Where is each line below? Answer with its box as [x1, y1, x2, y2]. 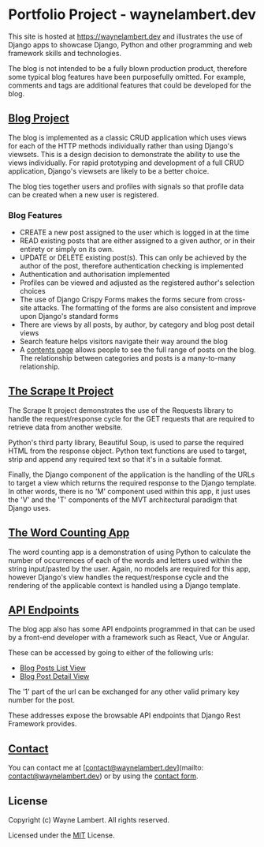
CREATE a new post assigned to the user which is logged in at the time [19, 227, 250, 238]
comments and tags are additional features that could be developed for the [8, 81, 251, 90]
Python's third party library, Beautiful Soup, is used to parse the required [8, 437, 244, 447]
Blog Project [8, 112, 69, 126]
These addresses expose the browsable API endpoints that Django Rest [8, 710, 241, 720]
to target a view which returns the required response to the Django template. [8, 478, 257, 487]
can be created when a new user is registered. [8, 189, 159, 199]
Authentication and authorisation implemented [19, 270, 170, 279]
